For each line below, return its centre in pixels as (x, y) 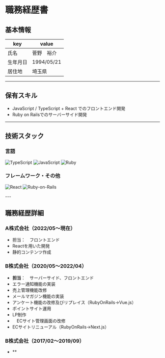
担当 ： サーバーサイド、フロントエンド (53, 277)
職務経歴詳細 (25, 213)
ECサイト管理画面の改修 (41, 321)
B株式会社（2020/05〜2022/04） (46, 266)
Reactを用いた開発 (31, 246)
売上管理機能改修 (29, 290)
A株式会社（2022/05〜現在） (40, 228)
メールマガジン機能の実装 (38, 296)
